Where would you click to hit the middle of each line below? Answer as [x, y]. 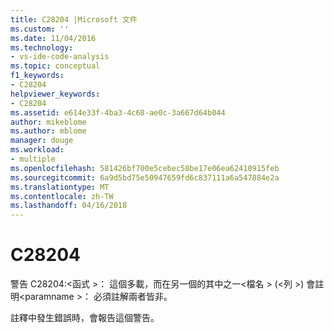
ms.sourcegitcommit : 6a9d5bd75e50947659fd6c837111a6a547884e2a [145, 177]
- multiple [33, 159]
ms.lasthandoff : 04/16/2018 [69, 206]
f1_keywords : [37, 76]
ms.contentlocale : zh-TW [62, 196]
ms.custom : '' [40, 29]
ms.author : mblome [48, 131]
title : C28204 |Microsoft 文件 [74, 19]
